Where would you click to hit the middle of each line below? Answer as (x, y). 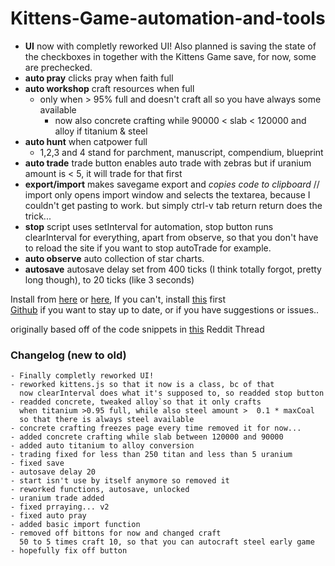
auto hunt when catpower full (86, 141)
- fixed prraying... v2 (60, 507)
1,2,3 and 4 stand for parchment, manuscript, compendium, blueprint (181, 152)
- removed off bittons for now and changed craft (116, 533)
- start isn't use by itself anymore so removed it (120, 481)
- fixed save (37, 463)
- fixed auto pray (48, 516)
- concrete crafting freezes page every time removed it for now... (156, 428)
